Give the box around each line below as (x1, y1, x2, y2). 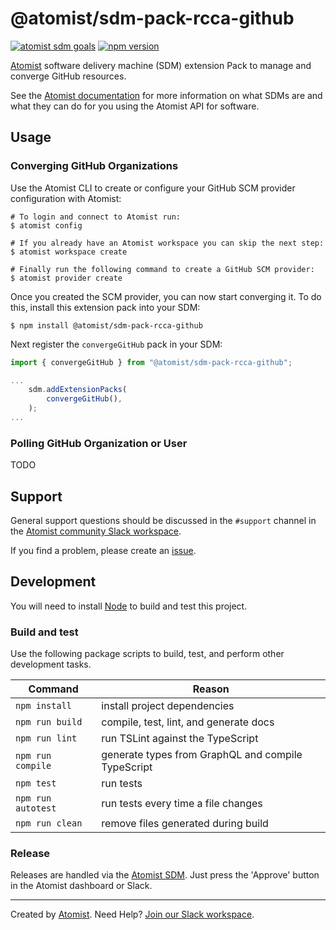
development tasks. (10, 658, 92, 671)
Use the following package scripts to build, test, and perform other (10, 648, 285, 660)
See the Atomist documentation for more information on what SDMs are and (10, 89, 323, 101)
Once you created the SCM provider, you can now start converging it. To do (10, 290, 322, 302)
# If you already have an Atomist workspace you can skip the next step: (10, 238, 325, 248)
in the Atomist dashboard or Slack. (10, 880, 153, 892)
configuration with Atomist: (10, 192, 122, 204)
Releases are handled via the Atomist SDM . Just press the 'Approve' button (10, 869, 320, 881)
